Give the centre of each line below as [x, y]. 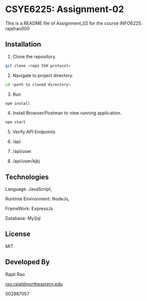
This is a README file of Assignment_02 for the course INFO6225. [74, 23]
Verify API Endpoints [34, 132]
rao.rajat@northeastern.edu [34, 284]
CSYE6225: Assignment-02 [65, 9]
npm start [16, 122]
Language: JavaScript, [28, 189]
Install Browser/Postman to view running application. [67, 113]
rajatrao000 [17, 28]
